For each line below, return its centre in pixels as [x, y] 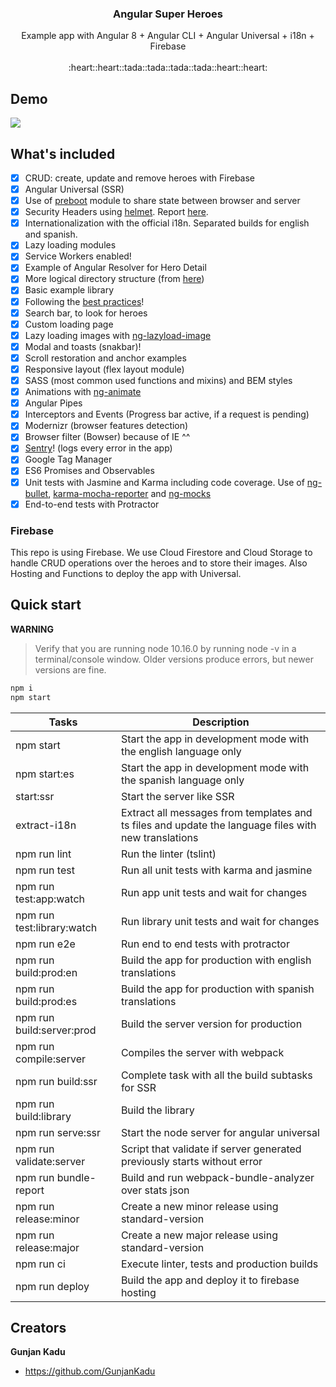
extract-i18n [46, 825]
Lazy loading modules [70, 245]
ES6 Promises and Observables [89, 471]
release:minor [47, 1219]
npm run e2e [45, 944]
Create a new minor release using [199, 1206]
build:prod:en [46, 972]
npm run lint [43, 854]
